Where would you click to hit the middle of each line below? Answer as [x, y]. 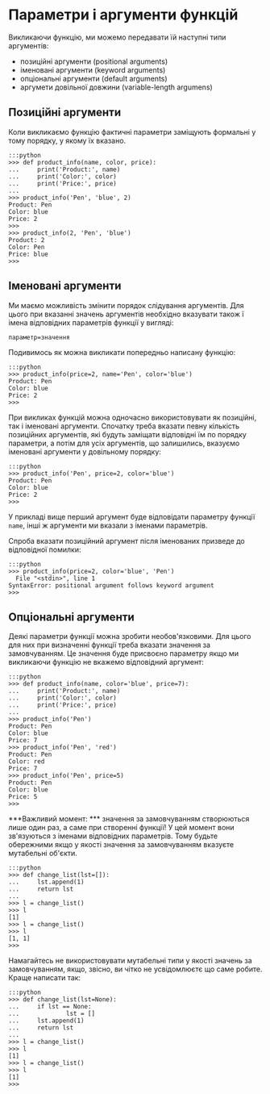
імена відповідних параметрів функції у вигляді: [91, 322]
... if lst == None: [50, 1007]
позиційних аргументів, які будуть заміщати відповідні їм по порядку [128, 434]
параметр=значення [39, 337]
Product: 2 [27, 240]
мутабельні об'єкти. [43, 854]
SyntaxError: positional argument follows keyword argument [112, 585]
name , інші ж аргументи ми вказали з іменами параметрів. [108, 525]
